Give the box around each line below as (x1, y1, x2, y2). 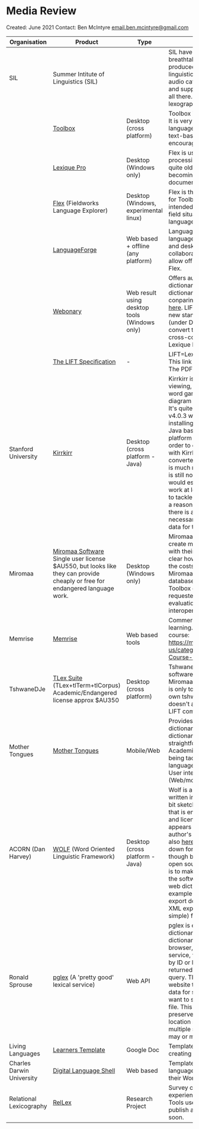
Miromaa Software (53, 547, 105, 555)
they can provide (53, 569, 100, 577)
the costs (168, 562, 194, 570)
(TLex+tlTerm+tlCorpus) (53, 681, 121, 689)
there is (168, 508, 190, 516)
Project (126, 1102, 146, 1110)
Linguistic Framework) (53, 852, 115, 861)
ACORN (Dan (9, 845, 46, 853)
